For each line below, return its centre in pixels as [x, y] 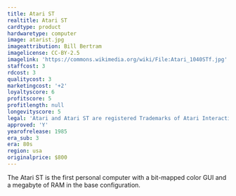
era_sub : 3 [23, 138]
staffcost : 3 [26, 66]
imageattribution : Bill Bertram [54, 46]
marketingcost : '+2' [38, 86]
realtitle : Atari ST [38, 20]
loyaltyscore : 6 [31, 92]
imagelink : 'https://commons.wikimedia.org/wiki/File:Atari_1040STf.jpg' [118, 60]
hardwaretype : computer [42, 33]
